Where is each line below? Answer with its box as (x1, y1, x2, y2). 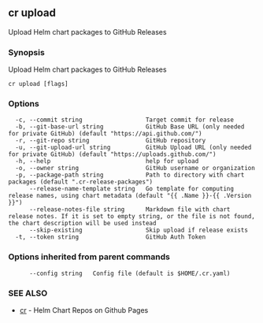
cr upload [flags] (8, 80, 69, 88)
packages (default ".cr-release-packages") (8, 178, 154, 186)
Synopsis (8, 46, 45, 58)
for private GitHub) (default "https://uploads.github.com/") (8, 150, 217, 158)
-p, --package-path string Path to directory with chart (15, 171, 245, 180)
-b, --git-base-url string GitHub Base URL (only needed (15, 123, 245, 131)
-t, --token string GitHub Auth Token (15, 233, 206, 241)
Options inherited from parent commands (8, 251, 171, 262)
